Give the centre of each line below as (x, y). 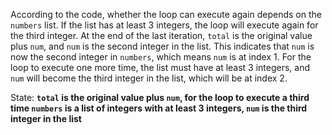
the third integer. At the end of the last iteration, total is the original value (161, 35)
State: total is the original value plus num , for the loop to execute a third (160, 97)
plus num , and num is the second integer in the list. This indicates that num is (162, 46)
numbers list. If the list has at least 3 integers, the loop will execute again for (164, 25)
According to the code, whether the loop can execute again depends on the (166, 14)
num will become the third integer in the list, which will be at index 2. (149, 78)
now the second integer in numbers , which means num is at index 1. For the (161, 57)
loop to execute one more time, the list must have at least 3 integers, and (160, 67)
